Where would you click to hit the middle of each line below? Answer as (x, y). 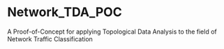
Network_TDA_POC (65, 12)
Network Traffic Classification (50, 38)
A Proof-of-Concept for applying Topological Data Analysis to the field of (112, 31)
